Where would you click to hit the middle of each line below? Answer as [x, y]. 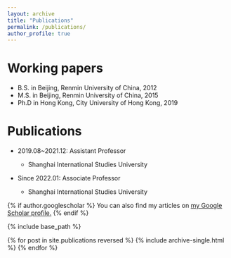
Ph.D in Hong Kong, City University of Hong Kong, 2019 [98, 103]
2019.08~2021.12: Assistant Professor [72, 151]
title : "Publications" [40, 20]
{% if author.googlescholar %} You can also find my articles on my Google [115, 206]
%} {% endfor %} [33, 248]
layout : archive [31, 14]
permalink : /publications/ [47, 27]
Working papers [55, 68]
